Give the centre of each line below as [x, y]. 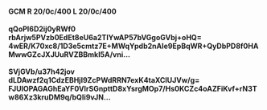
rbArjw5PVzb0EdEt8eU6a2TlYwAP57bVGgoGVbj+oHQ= [105, 38]
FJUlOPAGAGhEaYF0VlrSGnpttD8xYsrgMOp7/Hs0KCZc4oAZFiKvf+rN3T [133, 89]
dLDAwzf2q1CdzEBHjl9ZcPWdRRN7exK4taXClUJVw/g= [104, 80]
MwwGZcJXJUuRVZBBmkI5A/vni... [70, 55]
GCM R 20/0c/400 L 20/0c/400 [62, 11]
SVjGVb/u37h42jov [41, 71]
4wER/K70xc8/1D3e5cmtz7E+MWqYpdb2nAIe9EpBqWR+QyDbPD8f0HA [133, 46]
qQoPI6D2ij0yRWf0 [42, 29]
